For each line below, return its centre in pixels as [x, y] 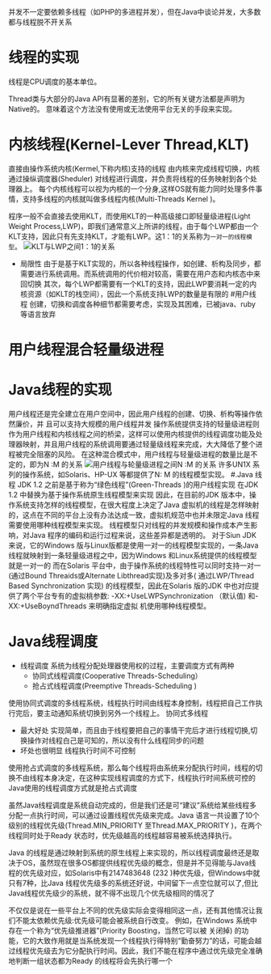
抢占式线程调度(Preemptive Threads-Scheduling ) [115, 685]
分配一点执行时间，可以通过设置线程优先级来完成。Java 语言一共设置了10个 [134, 815]
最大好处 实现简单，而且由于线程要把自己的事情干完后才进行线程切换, [135, 730]
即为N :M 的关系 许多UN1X [140, 464]
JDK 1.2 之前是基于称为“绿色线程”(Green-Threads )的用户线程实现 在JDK [138, 485]
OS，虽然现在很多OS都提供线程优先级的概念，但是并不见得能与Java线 [139, 862]
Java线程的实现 [60, 390]
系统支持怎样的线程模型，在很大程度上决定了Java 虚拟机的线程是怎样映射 [137, 505]
